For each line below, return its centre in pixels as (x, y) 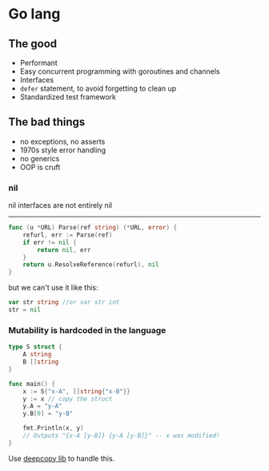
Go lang (34, 14)
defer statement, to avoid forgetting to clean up (98, 88)
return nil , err (64, 250)
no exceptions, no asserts (62, 141)
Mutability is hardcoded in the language (87, 330)
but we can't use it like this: (53, 288)
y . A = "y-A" (42, 406)
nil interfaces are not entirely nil (60, 205)
